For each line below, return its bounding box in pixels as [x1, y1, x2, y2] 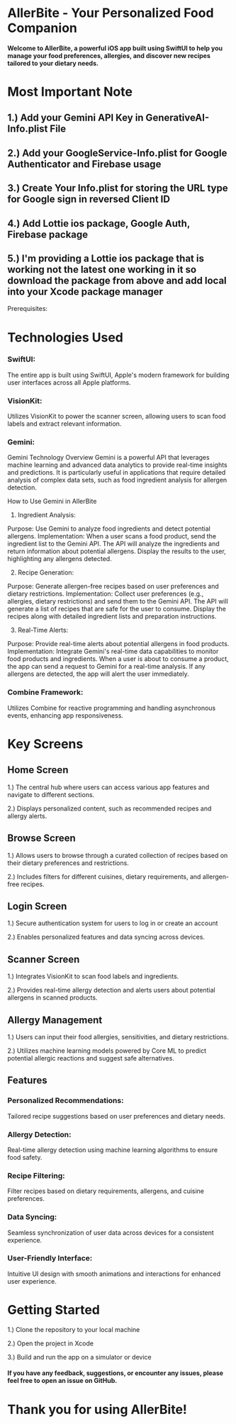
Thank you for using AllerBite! [7, 1401, 188, 1418]
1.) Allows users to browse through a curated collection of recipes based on [7, 851, 228, 859]
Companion [7, 20, 78, 36]
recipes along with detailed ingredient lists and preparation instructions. [7, 612, 217, 621]
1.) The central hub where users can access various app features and [7, 783, 210, 791]
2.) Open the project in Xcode [7, 1339, 94, 1347]
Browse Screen [7, 832, 76, 844]
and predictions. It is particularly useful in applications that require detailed [7, 468, 226, 477]
